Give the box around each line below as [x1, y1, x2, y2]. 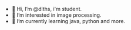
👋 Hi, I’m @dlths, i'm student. [11, 6, 82, 12]
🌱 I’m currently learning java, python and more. [11, 18, 125, 24]
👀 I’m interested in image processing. [11, 12, 102, 18]
